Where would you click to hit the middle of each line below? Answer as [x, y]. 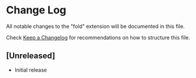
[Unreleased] [31, 56]
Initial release [31, 70]
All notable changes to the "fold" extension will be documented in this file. [95, 26]
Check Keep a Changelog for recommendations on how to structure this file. [98, 37]
